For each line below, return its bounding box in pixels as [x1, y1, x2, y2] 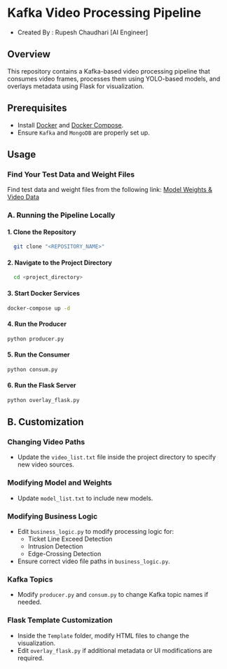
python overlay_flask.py [7, 396, 80, 404]
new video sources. [17, 460, 75, 469]
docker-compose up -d [7, 305, 71, 312]
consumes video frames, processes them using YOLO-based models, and [7, 74, 221, 83]
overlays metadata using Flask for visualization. [7, 82, 145, 90]
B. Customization [7, 416, 84, 428]
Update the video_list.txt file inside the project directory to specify [17, 453, 216, 462]
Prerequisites [7, 102, 67, 114]
